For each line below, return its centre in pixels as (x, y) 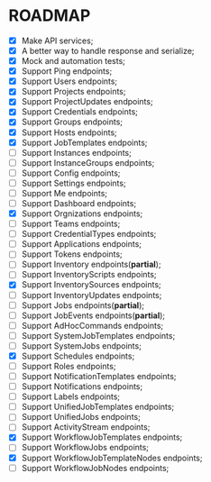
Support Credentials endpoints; (80, 112)
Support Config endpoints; (71, 173)
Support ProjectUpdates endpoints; (87, 102)
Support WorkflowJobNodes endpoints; (95, 468)
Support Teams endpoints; (71, 224)
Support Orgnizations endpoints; (82, 214)
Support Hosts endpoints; (69, 132)
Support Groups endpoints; (72, 122)
